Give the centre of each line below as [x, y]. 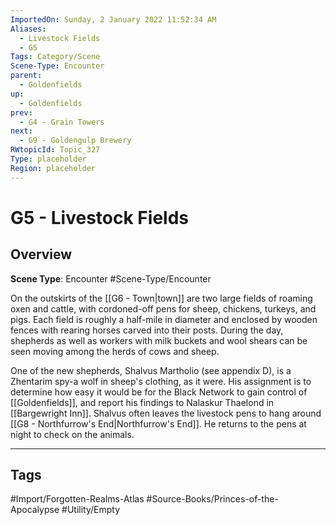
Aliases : [28, 29]
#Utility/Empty [90, 510]
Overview [41, 254]
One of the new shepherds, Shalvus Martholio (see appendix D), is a [151, 370]
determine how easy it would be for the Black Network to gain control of [159, 392]
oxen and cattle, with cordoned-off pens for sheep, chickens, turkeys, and [163, 308]
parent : [26, 76]
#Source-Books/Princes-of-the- [212, 499]
